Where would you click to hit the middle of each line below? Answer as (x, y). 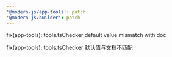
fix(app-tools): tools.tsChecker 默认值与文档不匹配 (70, 47)
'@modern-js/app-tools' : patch (46, 12)
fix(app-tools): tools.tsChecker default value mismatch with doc (86, 35)
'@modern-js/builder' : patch (43, 18)
